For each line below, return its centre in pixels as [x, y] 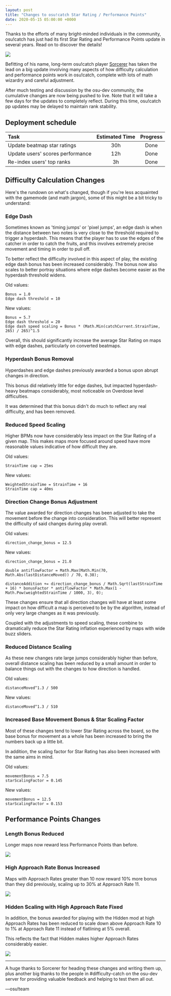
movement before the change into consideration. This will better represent [83, 518]
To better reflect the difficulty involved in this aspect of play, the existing [81, 259]
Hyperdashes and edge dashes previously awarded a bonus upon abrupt [82, 370]
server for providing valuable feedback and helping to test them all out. [80, 979]
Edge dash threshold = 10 [33, 299]
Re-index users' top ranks [39, 162]
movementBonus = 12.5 [28, 799]
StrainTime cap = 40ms [29, 489]
